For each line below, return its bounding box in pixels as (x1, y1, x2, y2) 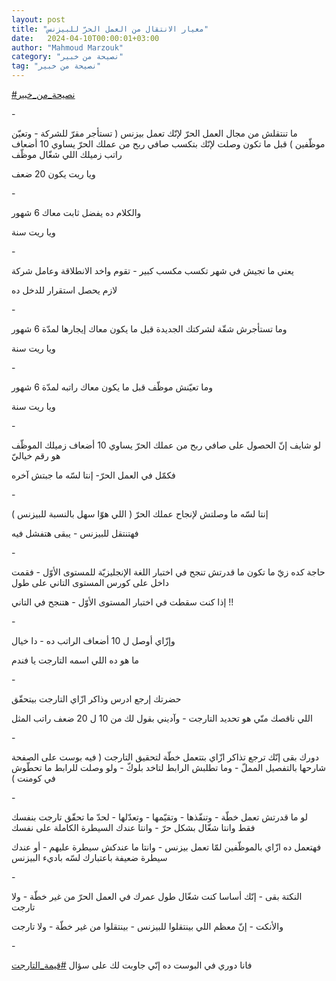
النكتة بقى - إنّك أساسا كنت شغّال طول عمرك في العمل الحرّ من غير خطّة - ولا (11, 891, 303, 902)
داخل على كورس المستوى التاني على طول (11, 577, 169, 588)
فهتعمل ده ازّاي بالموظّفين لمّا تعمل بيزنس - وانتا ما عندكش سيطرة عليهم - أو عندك (11, 841, 322, 853)
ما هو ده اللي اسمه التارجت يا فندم (11, 654, 140, 666)
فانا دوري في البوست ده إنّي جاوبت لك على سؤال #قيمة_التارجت (11, 959, 253, 971)
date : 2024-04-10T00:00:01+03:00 (11, 33, 160, 43)
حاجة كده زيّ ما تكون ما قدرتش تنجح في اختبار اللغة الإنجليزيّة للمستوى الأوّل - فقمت (11, 566, 326, 578)
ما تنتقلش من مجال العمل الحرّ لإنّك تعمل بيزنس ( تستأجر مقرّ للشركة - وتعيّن (11, 127, 298, 139)
